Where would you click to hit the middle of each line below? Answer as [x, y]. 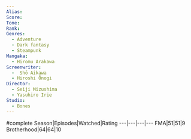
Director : [19, 84]
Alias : [14, 12]
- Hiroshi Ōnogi [32, 78]
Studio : [16, 100]
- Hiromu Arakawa [33, 61]
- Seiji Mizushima [35, 89]
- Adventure [27, 39]
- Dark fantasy [31, 45]
